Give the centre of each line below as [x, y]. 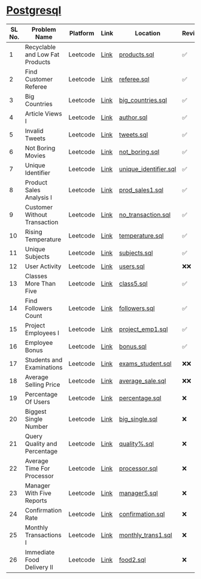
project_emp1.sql [143, 329]
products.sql [136, 54]
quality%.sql [136, 444]
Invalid [34, 131]
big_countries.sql [143, 100]
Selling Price [42, 384]
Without [36, 214]
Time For [37, 468]
